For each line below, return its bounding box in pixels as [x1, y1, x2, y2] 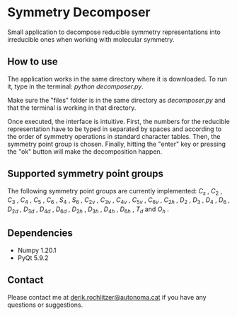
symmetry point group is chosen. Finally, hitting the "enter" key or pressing [7, 140, 226, 148]
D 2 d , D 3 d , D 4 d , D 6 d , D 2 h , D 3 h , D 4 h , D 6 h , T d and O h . [7, 205, 170, 215]
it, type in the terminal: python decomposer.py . [7, 82, 144, 91]
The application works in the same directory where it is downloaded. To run [7, 74, 228, 83]
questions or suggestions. [7, 300, 83, 309]
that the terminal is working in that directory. [7, 103, 137, 112]
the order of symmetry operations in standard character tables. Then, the [7, 132, 221, 140]
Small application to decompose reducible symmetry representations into [7, 28, 221, 36]
